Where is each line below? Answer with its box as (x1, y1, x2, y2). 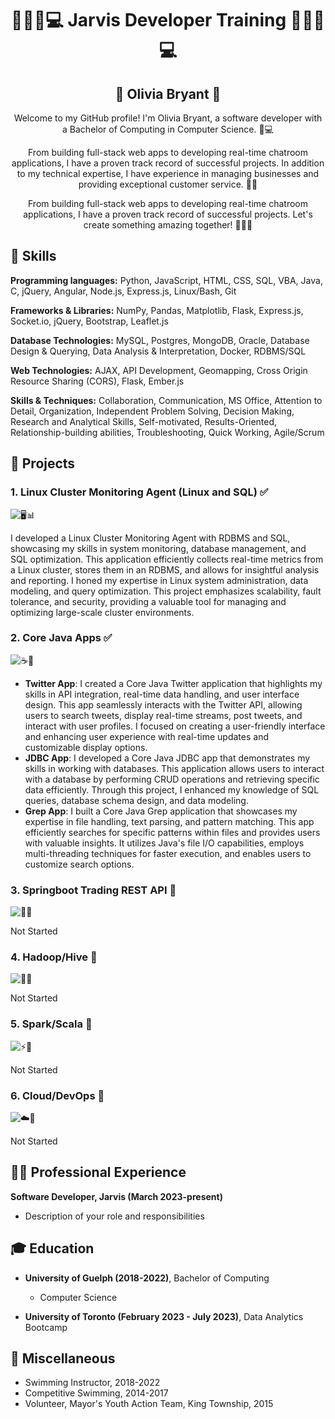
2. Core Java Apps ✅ (10, 631, 113, 645)
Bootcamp (24, 1321, 68, 1333)
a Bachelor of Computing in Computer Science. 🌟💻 (62, 123, 274, 135)
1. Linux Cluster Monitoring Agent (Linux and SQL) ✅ (10, 485, 269, 499)
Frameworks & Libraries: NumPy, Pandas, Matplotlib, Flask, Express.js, (10, 304, 304, 316)
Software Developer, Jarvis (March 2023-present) (10, 1190, 223, 1202)
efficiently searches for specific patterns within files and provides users (24, 826, 321, 838)
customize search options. (24, 858, 135, 870)
